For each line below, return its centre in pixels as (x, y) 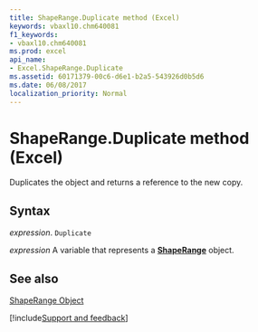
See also (34, 278)
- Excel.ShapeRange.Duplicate (67, 69)
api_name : (28, 60)
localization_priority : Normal (68, 93)
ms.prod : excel (38, 52)
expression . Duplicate (51, 232)
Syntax (30, 210)
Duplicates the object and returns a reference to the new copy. (126, 183)
